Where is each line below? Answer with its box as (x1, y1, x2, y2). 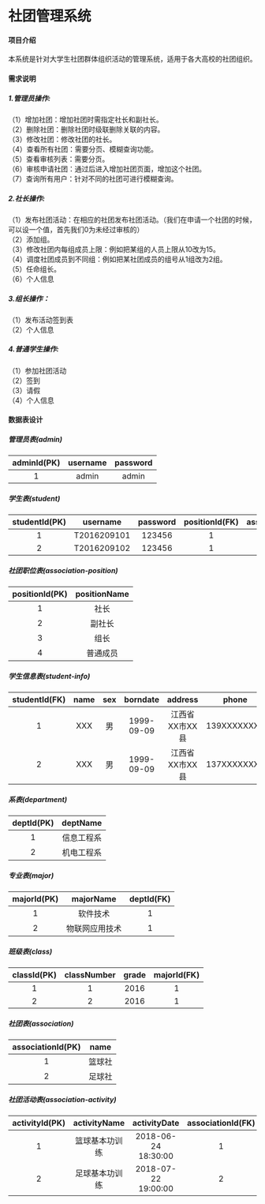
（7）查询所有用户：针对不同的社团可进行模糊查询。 (8, 174, 178, 183)
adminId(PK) (12, 457, 61, 468)
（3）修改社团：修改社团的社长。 (8, 134, 117, 144)
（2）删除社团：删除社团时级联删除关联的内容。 (8, 124, 165, 134)
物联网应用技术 (65, 923, 122, 934)
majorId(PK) (12, 894, 59, 905)
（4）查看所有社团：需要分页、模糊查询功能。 (8, 144, 159, 154)
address (166, 694, 199, 705)
